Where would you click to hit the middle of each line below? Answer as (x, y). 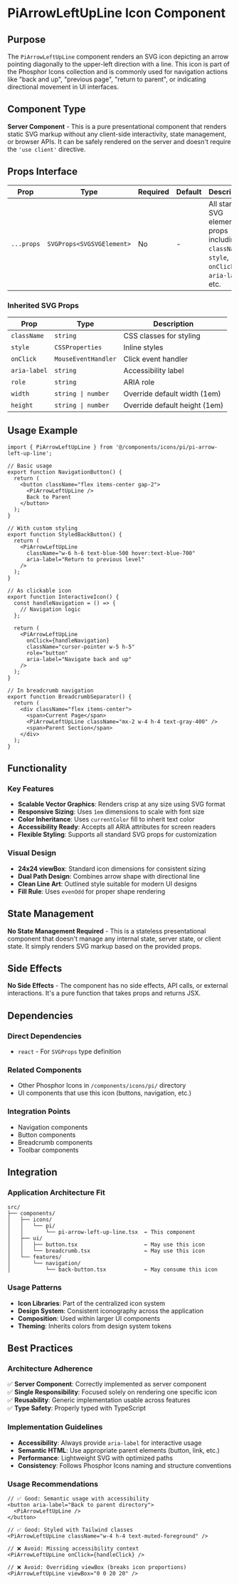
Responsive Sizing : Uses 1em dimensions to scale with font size (111, 812)
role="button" (47, 653)
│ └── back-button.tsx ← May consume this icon (113, 1270)
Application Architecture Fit (56, 1192)
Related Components (44, 1070)
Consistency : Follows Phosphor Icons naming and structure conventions (124, 1465)
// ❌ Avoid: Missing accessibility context (73, 1548)
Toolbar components (48, 1150)
